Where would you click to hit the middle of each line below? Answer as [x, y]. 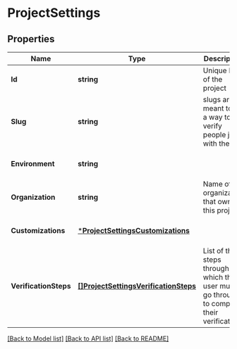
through [216, 268]
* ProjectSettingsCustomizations [134, 230]
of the [213, 79]
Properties [31, 39]
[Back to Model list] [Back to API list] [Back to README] [88, 338]
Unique [215, 70]
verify [212, 126]
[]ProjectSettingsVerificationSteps [136, 286]
